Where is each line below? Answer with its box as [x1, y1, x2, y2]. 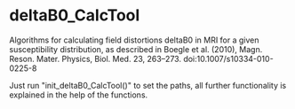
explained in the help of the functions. [9, 90, 148, 100]
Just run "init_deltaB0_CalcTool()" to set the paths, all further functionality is [9, 80, 287, 90]
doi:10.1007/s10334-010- [183, 53, 274, 64]
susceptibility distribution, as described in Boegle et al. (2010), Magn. [9, 43, 263, 54]
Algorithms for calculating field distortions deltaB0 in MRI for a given [9, 35, 259, 45]
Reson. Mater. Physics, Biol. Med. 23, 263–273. [9, 53, 182, 64]
